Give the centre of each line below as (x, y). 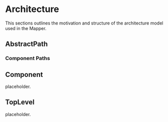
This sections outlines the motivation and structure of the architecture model (84, 23)
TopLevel (20, 102)
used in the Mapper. (26, 28)
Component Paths (28, 58)
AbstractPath (27, 44)
